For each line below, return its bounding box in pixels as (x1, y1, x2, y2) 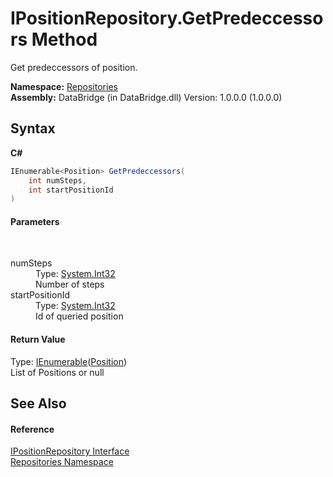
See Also (10, 395, 67, 412)
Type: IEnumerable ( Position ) (10, 355, 128, 367)
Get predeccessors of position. (10, 61, 138, 73)
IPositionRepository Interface (10, 445, 130, 457)
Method (31, 28, 98, 51)
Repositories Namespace (10, 456, 114, 468)
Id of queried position (35, 310, 124, 322)
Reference (10, 423, 55, 435)
